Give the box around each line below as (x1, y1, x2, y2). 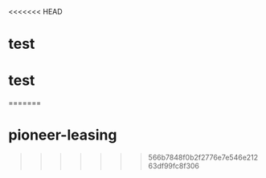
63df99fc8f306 (148, 161, 199, 171)
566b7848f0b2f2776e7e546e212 (148, 152, 259, 163)
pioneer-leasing (8, 126, 117, 144)
